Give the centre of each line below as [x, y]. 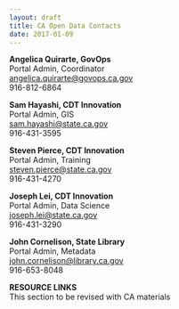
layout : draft [36, 17]
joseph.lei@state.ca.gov [53, 215]
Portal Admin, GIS [41, 114]
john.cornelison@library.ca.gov [66, 261]
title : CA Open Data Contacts [65, 26]
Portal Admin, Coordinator [57, 69]
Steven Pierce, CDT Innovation [67, 150]
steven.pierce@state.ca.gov [61, 169]
